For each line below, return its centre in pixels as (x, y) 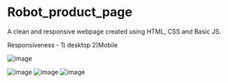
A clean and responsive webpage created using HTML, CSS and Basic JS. (114, 31)
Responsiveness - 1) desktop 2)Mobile (62, 45)
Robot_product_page (70, 12)
